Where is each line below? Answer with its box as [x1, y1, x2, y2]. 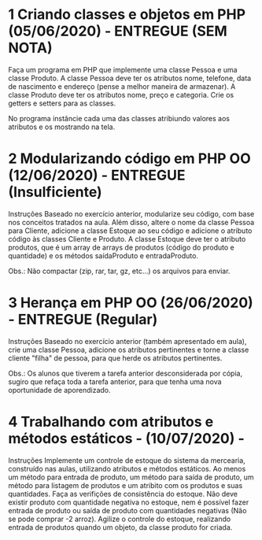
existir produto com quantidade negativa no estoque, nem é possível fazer [8, 497, 249, 507]
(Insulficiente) [8, 183, 102, 202]
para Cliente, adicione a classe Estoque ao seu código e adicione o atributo [8, 226, 253, 235]
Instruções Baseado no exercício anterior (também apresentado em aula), [8, 336, 247, 346]
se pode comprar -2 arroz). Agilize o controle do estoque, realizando [8, 514, 231, 523]
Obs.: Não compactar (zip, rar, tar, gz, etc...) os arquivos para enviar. [8, 266, 231, 276]
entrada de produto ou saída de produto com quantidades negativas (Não [8, 505, 247, 515]
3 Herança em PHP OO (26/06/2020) [8, 294, 253, 312]
